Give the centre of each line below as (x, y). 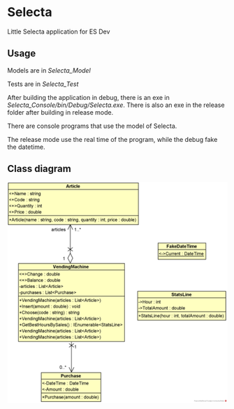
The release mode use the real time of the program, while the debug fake (112, 139)
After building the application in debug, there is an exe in (88, 97)
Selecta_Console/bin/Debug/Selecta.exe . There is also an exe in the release (116, 105)
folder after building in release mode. (60, 112)
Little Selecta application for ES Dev (59, 31)
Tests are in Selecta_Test (43, 84)
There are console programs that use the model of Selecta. (92, 126)
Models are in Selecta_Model (49, 70)
